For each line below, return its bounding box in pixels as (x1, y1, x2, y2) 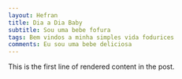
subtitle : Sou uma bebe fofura (8, 26, 111, 34)
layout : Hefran (8, 11, 58, 20)
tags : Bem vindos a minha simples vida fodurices (8, 33, 175, 41)
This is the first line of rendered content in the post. (8, 62, 175, 71)
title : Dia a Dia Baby (8, 19, 83, 27)
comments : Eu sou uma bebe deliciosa (8, 41, 132, 48)
